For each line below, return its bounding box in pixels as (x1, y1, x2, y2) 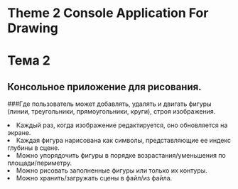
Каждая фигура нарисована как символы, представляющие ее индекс (16, 136, 232, 145)
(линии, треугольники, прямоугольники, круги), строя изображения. (7, 107, 216, 116)
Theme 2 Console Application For (7, 5, 209, 21)
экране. (7, 129, 31, 137)
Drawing (7, 20, 59, 36)
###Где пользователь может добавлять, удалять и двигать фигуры (7, 99, 212, 108)
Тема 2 (7, 53, 51, 69)
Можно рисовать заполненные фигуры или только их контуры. (16, 166, 207, 175)
